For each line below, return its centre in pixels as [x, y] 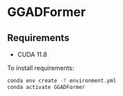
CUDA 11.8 [32, 54]
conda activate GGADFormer [46, 87]
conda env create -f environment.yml [62, 81]
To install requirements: [41, 68]
